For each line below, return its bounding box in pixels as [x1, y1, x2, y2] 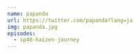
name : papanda [7, 10, 49, 18]
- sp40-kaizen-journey [13, 36, 80, 43]
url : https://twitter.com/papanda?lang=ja [7, 17, 133, 24]
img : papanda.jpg [7, 23, 58, 30]
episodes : [7, 29, 36, 37]
